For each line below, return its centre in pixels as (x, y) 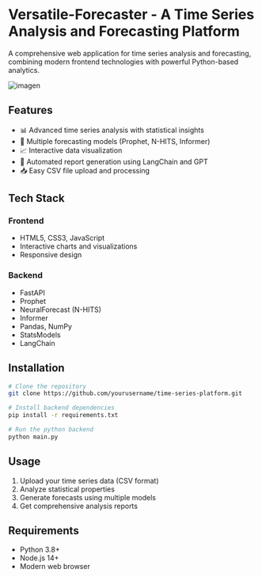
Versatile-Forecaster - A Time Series (131, 15)
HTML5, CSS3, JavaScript (62, 238)
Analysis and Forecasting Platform (124, 31)
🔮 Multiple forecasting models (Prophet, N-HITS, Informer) (115, 141)
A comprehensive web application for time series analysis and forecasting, (130, 53)
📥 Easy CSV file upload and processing (85, 170)
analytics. (24, 70)
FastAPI (32, 292)
